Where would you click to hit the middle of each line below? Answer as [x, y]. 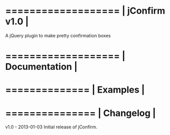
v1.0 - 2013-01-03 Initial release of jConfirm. [51, 127]
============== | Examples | [75, 90]
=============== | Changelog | [81, 113]
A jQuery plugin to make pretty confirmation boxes [58, 35]
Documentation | [41, 67]
